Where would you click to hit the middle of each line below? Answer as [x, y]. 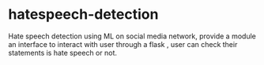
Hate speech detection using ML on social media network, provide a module [132, 36]
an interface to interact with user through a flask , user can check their [123, 44]
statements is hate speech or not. [62, 52]
